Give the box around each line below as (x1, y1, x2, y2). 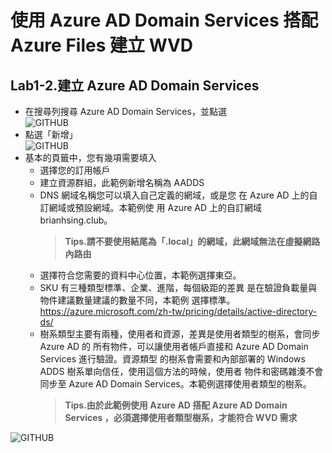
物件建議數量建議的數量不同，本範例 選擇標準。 (39, 294, 236, 306)
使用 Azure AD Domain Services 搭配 (10, 9, 319, 32)
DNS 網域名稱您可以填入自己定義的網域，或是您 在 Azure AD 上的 (39, 189, 310, 201)
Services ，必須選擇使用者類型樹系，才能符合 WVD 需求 (64, 412, 298, 423)
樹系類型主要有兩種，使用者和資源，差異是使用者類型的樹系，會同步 (39, 328, 321, 340)
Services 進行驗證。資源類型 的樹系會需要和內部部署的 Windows (39, 353, 306, 365)
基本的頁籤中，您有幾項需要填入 (24, 152, 157, 163)
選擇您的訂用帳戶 (39, 164, 111, 176)
